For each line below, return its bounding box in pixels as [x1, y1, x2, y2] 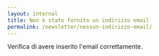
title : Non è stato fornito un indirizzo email [7, 17, 150, 24]
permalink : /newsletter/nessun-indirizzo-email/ [7, 23, 153, 30]
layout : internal [7, 10, 58, 17]
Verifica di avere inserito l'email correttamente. [7, 43, 143, 51]
